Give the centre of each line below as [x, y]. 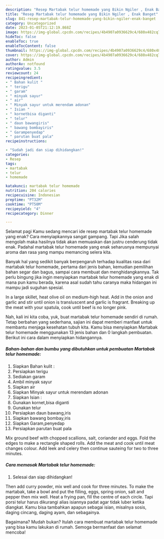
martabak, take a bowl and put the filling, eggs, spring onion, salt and [75, 492]
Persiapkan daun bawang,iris [42, 413]
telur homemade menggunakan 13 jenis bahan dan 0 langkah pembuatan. [79, 332]
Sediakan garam [29, 377]
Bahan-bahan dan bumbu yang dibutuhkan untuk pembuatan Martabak [80, 349]
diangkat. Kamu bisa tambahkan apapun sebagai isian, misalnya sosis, [76, 507]
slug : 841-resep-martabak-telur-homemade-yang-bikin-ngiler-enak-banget [81, 19]
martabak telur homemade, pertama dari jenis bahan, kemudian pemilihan [79, 267]
